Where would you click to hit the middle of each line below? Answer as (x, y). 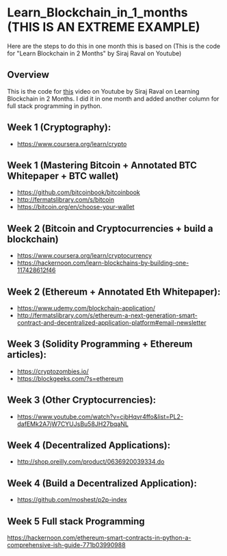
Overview (28, 75)
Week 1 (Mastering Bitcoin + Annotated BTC (102, 165)
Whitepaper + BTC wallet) (63, 176)
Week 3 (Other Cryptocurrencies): (82, 400)
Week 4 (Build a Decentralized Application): (102, 483)
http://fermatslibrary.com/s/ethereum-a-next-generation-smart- (107, 315)
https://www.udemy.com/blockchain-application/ (86, 308)
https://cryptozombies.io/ (53, 371)
